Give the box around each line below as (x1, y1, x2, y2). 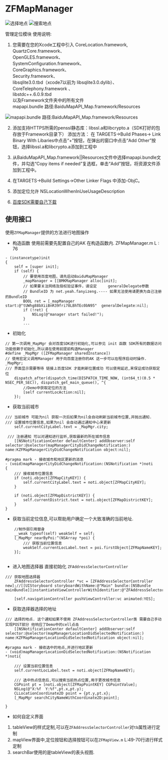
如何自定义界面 (12, 713, 43, 719)
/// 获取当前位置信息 (23, 540, 62, 546)
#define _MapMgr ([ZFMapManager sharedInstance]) (5, 351, 111, 356)
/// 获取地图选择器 (5, 574, 40, 579)
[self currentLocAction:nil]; (23, 390, 86, 395)
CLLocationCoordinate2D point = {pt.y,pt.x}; (14, 691, 111, 696)
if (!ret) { (23, 307, 48, 312)
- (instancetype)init (5, 255, 50, 260)
